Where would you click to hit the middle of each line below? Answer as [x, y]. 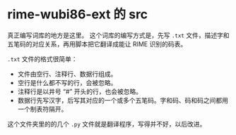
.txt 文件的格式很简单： [42, 59]
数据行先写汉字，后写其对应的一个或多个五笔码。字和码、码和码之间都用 [123, 100]
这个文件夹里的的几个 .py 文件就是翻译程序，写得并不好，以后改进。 [107, 124]
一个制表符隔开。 [42, 109]
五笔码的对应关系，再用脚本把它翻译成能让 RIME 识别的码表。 [97, 44]
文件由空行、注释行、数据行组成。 [67, 74]
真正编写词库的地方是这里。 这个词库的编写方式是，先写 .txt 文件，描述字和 [118, 35]
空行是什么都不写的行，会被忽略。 [67, 82]
